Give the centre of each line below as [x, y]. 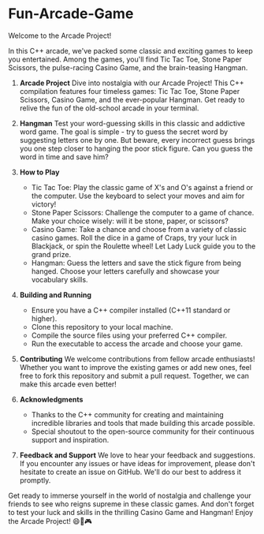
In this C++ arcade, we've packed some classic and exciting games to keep [131, 50]
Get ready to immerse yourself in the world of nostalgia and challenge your [130, 495]
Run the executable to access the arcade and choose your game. [137, 343]
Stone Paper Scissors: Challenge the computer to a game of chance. [143, 212]
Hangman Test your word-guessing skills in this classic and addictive [132, 123]
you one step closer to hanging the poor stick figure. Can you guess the [136, 148]
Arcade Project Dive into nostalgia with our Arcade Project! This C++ [132, 83]
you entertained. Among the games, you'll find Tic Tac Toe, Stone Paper [125, 59]
